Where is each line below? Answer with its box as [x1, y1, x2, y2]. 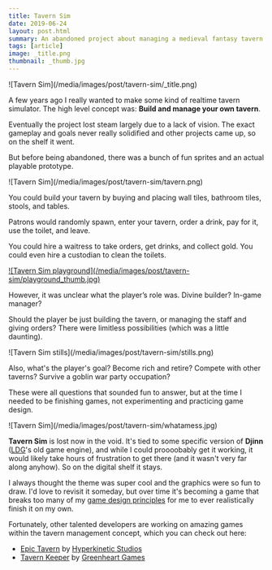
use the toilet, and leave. [8, 225, 91, 235]
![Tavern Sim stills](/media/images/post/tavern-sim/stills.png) [8, 347, 214, 357]
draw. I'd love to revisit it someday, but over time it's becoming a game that [8, 486, 260, 496]
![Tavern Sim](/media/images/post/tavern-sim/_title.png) [8, 79, 197, 89]
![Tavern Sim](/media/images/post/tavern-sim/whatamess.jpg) [8, 420, 218, 430]
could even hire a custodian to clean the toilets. [8, 249, 166, 260]
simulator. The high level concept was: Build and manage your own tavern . [8, 103, 261, 114]
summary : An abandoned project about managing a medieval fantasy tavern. [8, 34, 267, 43]
